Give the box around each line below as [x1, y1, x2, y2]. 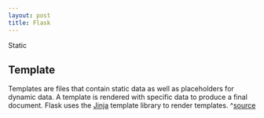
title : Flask [8, 19, 51, 27]
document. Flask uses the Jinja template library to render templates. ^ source [8, 101, 256, 110]
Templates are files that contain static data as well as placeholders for [8, 84, 234, 94]
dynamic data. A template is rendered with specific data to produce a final [8, 92, 247, 102]
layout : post [8, 11, 51, 20]
